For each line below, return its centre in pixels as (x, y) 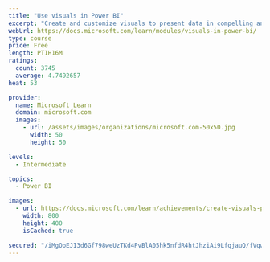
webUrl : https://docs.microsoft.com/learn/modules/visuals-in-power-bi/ (133, 31)
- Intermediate (41, 164)
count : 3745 (36, 68)
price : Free (28, 46)
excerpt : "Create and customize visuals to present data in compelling (131, 23)
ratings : (23, 61)
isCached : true (48, 231)
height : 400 (43, 223)
